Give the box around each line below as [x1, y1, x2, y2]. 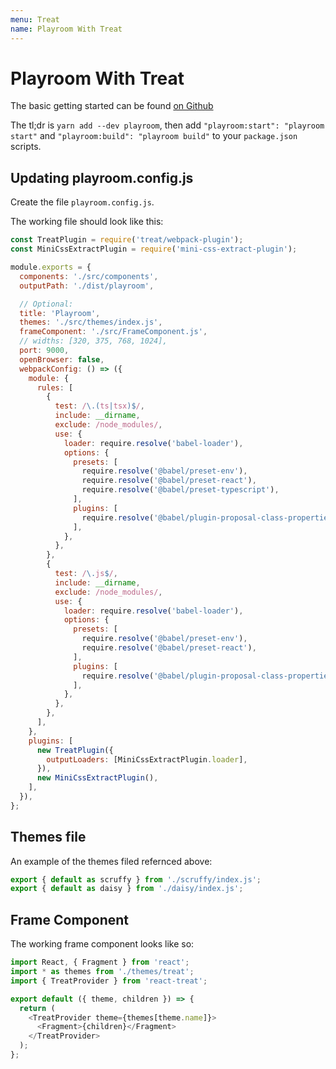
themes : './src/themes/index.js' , [19, 317, 163, 328]
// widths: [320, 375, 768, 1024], [19, 336, 168, 346]
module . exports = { [10, 262, 92, 272]
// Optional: [19, 299, 74, 309]
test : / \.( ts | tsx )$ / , [54, 401, 145, 411]
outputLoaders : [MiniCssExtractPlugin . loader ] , [46, 754, 248, 765]
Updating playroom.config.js [10, 169, 194, 186]
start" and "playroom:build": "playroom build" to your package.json [10, 130, 298, 142]
